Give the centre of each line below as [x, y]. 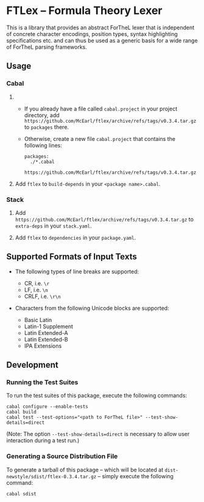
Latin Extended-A [46, 332]
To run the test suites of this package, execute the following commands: [97, 396]
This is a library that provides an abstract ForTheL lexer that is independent [100, 27]
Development [33, 365]
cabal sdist [21, 494]
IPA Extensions [43, 346]
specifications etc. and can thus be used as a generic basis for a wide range [102, 40]
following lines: [43, 145]
